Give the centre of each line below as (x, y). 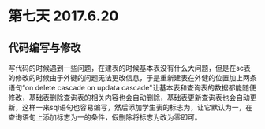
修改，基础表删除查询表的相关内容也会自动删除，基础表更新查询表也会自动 (129, 98)
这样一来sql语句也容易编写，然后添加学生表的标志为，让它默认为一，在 (137, 107)
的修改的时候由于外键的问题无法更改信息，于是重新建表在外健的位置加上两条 (132, 78)
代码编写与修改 (45, 48)
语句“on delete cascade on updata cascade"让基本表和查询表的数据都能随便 (132, 88)
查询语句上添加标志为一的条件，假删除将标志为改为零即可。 (105, 117)
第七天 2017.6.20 (63, 16)
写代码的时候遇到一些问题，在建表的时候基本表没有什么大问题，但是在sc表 (129, 68)
